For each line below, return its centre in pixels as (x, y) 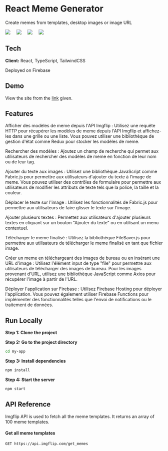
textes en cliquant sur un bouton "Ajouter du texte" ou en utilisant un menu (82, 223)
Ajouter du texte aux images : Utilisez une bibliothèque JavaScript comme (81, 172)
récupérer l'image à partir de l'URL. (41, 279)
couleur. (13, 193)
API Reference (28, 404)
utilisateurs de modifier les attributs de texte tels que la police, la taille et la (82, 187)
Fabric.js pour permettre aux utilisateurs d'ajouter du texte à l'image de (78, 177)
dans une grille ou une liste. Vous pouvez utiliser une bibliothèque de (83, 136)
